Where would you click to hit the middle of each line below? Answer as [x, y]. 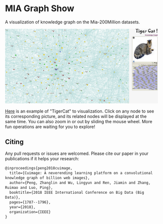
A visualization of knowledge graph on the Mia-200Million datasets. [73, 22]
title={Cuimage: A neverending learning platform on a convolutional [81, 173]
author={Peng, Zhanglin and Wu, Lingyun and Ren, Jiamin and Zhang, [80, 183]
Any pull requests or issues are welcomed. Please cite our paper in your [77, 153]
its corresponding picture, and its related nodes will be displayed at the [76, 116]
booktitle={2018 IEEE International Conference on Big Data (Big [77, 193]
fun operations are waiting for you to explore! [50, 127]
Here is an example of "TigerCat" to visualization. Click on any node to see [80, 111]
